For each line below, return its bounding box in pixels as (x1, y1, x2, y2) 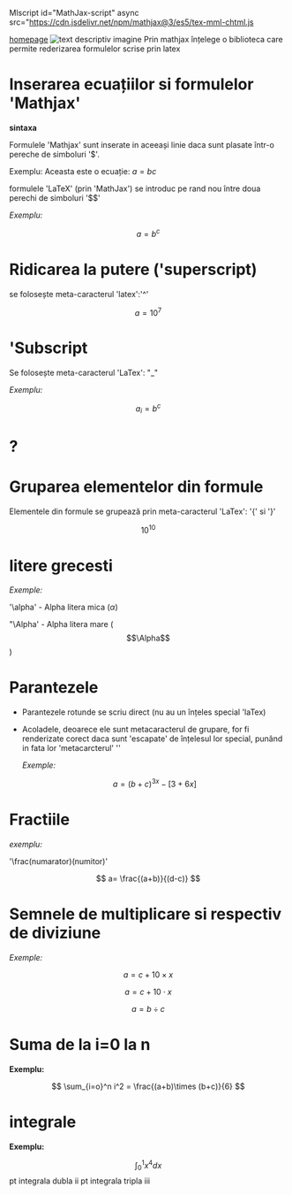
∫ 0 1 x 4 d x (134, 1158, 162, 1173)
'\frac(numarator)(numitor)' (9, 855, 109, 866)
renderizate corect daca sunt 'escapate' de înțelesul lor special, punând (21, 733, 283, 744)
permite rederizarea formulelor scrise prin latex (9, 43, 181, 54)
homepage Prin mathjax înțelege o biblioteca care (9, 34, 284, 44)
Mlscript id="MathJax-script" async (9, 8, 139, 18)
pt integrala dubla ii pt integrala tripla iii (9, 1176, 151, 1186)
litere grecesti (9, 555, 113, 576)
